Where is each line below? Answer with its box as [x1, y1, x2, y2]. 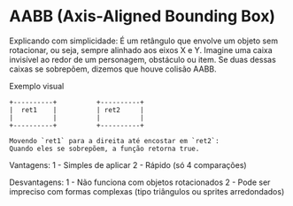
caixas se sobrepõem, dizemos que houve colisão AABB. [9, 64, 217, 74]
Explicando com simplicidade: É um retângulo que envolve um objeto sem [9, 35, 279, 46]
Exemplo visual [9, 80, 65, 91]
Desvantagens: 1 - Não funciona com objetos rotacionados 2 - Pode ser [9, 177, 271, 187]
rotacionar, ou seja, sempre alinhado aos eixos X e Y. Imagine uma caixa [9, 44, 273, 55]
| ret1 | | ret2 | [9, 105, 144, 114]
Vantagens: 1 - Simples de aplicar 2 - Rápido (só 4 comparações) [9, 159, 247, 170]
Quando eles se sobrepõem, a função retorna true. [9, 144, 200, 153]
